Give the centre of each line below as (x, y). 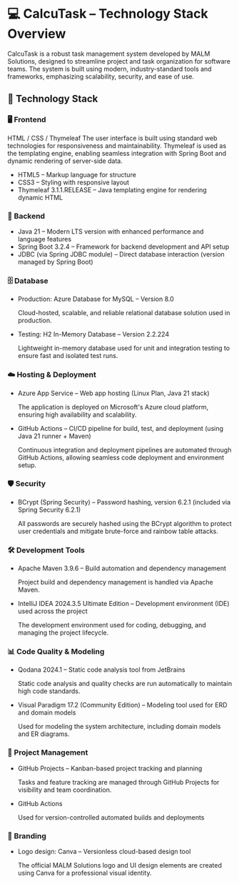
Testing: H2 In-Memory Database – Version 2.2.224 (93, 334)
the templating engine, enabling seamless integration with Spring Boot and (117, 153)
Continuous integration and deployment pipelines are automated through (124, 450)
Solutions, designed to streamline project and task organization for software (119, 61)
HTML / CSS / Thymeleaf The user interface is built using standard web (112, 138)
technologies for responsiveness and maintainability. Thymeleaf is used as (117, 145)
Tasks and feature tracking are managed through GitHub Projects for (118, 782)
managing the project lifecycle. (63, 632)
